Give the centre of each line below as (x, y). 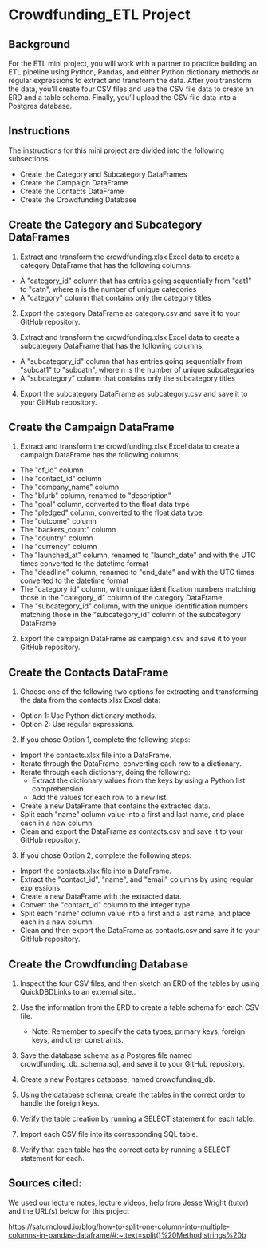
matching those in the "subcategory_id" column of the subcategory (130, 615)
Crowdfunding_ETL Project (100, 15)
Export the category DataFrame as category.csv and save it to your (130, 313)
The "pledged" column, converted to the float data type (111, 512)
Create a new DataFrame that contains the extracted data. (115, 806)
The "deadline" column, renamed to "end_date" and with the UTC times (137, 572)
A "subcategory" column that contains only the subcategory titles (127, 378)
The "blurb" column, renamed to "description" (95, 496)
